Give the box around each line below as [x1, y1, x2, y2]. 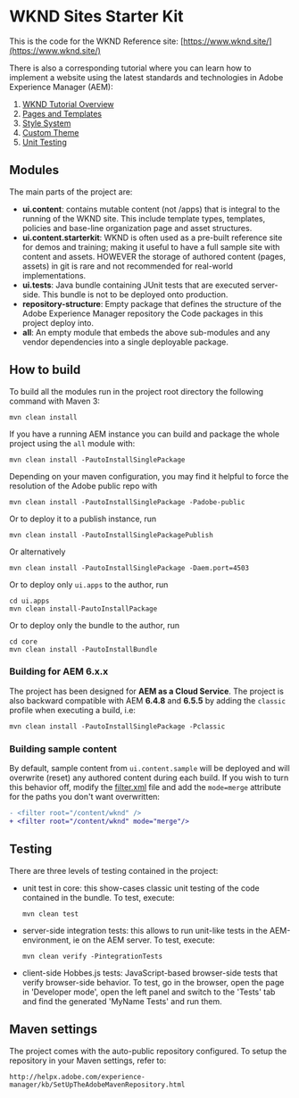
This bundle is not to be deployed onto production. [42, 288, 228, 300]
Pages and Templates [21, 108, 103, 119]
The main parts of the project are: [9, 186, 133, 197]
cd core [9, 636, 38, 646]
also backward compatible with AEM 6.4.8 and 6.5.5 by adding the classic [9, 695, 287, 706]
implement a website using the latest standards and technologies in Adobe [9, 71, 284, 82]
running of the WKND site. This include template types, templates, [21, 212, 266, 224]
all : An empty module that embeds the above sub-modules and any [21, 327, 270, 337]
